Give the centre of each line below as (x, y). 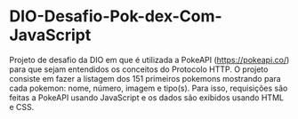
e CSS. (22, 107)
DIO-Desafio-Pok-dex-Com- (116, 16)
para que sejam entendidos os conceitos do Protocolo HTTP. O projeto (139, 69)
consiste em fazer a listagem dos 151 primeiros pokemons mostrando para (145, 78)
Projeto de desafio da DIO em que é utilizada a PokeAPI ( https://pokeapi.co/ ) (149, 59)
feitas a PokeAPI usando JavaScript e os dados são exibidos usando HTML (147, 97)
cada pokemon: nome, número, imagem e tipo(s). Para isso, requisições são (149, 88)
